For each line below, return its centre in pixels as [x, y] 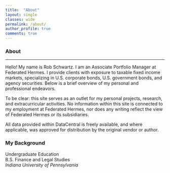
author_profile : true [28, 29]
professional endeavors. [30, 89]
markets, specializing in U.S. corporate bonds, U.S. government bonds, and [84, 78]
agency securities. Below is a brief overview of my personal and [72, 83]
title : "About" [22, 10]
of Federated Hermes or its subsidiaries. [47, 115]
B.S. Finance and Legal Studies [38, 159]
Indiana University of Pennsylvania [42, 165]
